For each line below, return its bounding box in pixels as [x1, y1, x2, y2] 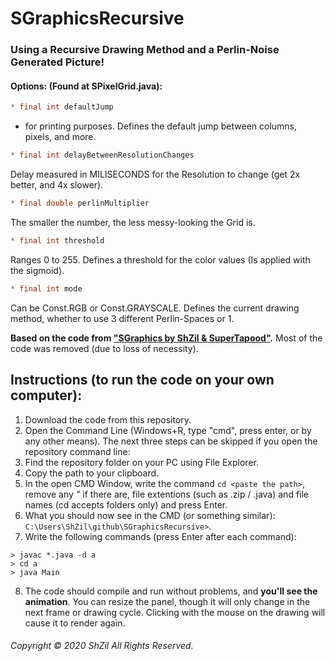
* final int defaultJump [10, 102, 114, 112]
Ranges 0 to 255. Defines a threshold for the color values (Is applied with [10, 253, 311, 266]
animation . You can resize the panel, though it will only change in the [24, 595, 311, 607]
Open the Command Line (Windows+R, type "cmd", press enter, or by [24, 424, 312, 436]
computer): [10, 387, 83, 404]
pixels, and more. [24, 131, 97, 143]
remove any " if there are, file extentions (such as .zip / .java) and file [24, 488, 310, 500]
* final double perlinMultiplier [10, 198, 150, 209]
